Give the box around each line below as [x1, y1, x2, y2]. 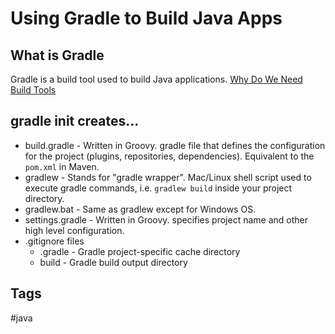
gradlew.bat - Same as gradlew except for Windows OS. [24, 203, 257, 215]
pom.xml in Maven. [24, 160, 100, 172]
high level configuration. [24, 224, 125, 236]
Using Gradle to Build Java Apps [10, 7, 283, 30]
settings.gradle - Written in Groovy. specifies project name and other [24, 213, 309, 226]
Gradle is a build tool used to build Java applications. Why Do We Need [10, 73, 303, 85]
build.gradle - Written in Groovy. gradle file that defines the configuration [24, 139, 326, 151]
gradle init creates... [10, 113, 140, 130]
